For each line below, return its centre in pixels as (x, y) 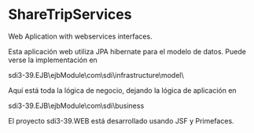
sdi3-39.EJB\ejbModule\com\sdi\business (76, 105)
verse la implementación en (53, 60)
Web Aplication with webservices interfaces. (80, 36)
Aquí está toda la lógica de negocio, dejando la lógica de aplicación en (123, 90)
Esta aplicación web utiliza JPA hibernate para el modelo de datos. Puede (127, 51)
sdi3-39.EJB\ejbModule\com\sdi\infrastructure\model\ (96, 75)
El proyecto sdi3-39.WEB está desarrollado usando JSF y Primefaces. (121, 120)
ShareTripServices (70, 15)
